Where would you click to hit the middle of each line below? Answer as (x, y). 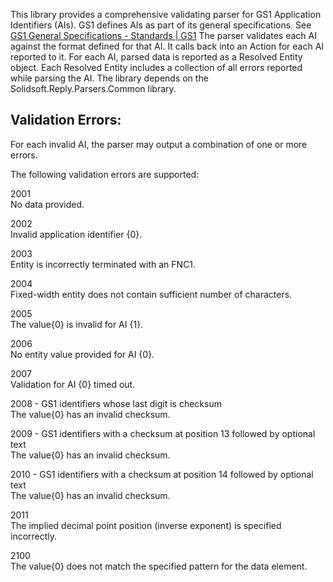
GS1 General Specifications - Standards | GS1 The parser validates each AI (163, 35)
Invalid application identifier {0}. (76, 234)
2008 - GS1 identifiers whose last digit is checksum (116, 403)
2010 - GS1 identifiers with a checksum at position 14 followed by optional (162, 474)
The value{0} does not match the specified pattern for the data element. (159, 566)
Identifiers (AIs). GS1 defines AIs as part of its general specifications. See (161, 25)
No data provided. (47, 204)
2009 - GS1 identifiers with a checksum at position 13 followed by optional (163, 433)
